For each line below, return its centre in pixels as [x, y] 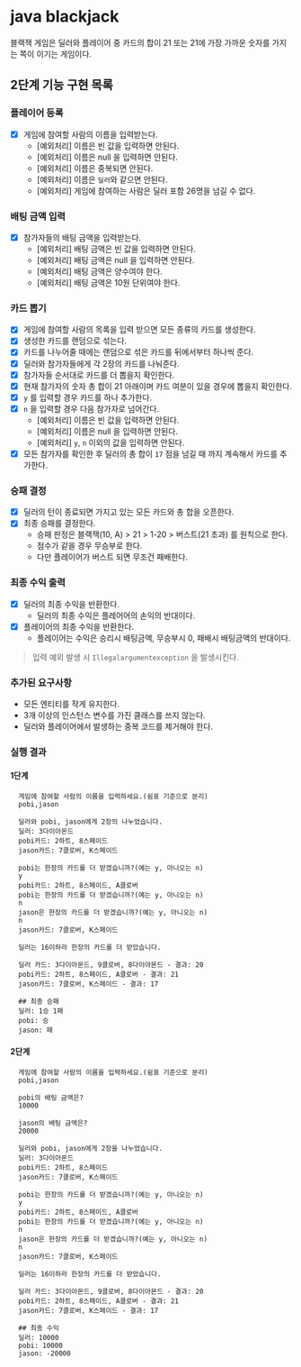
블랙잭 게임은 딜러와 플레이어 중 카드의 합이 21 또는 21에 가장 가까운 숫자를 [140, 42]
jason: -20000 [44, 1353]
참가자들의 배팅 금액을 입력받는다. [82, 237]
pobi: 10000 [41, 1346]
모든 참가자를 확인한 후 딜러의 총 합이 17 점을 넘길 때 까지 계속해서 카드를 [150, 453]
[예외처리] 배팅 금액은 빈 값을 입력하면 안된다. [116, 249]
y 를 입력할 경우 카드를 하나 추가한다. [87, 397]
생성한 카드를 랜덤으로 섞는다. [75, 341]
